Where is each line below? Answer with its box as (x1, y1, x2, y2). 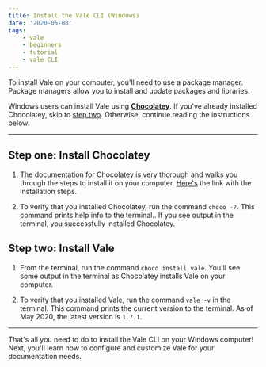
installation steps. (19, 186, 78, 196)
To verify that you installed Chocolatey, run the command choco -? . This (19, 201, 255, 211)
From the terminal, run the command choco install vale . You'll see (19, 262, 241, 272)
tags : (8, 26, 26, 34)
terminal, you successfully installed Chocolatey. (19, 219, 176, 228)
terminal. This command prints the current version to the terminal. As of (19, 303, 253, 313)
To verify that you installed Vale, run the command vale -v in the (19, 295, 231, 304)
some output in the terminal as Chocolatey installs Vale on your (19, 271, 226, 281)
